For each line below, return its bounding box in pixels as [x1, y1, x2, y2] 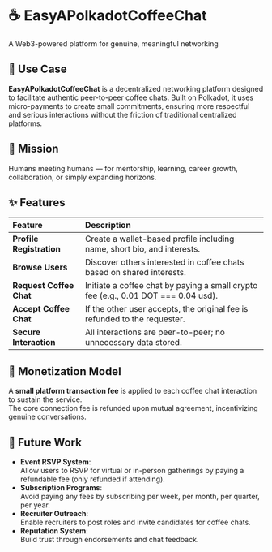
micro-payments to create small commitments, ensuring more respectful [8, 101, 250, 110]
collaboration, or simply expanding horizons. [8, 172, 157, 182]
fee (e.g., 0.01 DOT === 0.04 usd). [84, 290, 219, 301]
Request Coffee [12, 280, 74, 291]
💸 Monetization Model [8, 364, 121, 378]
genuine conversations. [8, 412, 87, 422]
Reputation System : [19, 526, 89, 536]
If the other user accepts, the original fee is [84, 304, 249, 315]
